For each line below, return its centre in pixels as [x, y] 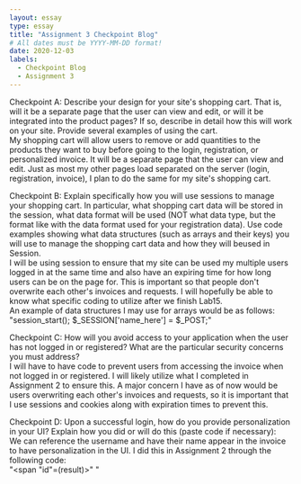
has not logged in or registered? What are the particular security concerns [146, 346]
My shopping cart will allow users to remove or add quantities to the [135, 139]
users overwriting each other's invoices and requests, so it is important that [149, 394]
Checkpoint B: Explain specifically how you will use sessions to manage [142, 195]
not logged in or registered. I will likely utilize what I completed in [129, 375]
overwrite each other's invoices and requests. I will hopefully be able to [142, 291]
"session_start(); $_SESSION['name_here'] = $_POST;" [111, 319]
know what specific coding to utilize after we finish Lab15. [116, 300]
